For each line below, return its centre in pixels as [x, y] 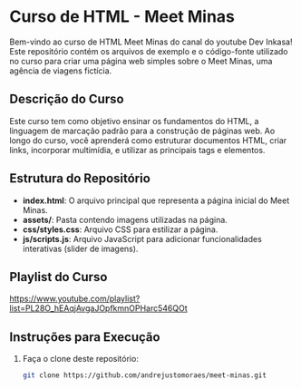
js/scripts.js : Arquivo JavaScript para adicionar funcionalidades [142, 238]
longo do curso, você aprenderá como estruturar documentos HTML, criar [148, 140]
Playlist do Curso [58, 277]
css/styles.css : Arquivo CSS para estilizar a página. [120, 229]
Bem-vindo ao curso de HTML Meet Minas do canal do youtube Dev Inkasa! [151, 42]
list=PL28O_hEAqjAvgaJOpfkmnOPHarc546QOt [98, 308]
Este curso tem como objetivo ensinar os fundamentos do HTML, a [134, 121]
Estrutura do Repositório [80, 179]
